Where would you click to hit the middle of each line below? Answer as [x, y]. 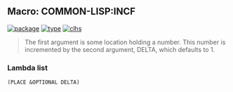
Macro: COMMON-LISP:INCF [71, 12]
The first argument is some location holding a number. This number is [125, 42]
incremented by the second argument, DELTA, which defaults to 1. [120, 49]
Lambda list [27, 67]
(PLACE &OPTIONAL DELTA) [44, 83]
